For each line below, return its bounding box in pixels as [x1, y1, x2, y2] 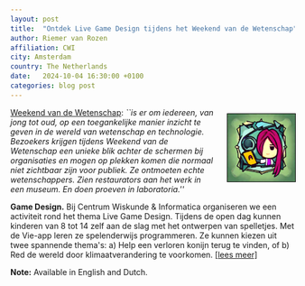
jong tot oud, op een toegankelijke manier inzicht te [10, 116, 201, 127]
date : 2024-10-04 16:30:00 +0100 [10, 72, 144, 81]
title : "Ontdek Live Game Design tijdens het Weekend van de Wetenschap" [10, 23, 298, 33]
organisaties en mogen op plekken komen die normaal [10, 154, 214, 166]
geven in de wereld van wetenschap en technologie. [10, 126, 205, 137]
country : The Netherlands [10, 62, 107, 71]
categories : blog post [10, 81, 96, 90]
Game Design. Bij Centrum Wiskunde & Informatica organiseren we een [10, 201, 277, 212]
